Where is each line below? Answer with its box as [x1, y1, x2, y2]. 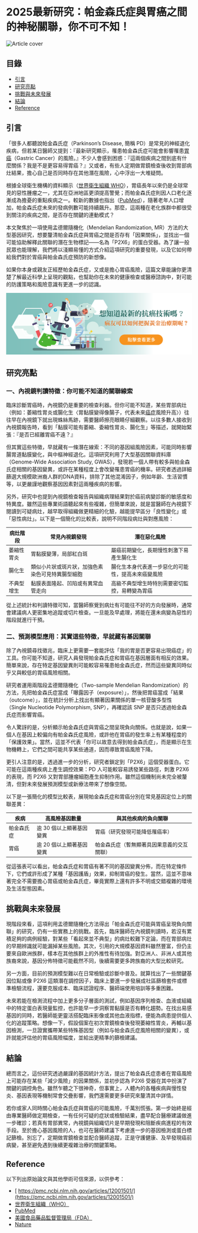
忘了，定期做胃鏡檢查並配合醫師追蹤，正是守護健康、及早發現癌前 [31, 1134, 192, 1141]
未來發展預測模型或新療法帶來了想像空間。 [26, 781, 130, 788]
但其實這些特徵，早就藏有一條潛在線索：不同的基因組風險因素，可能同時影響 [6, 443, 192, 451]
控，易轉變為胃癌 [111, 587, 153, 594]
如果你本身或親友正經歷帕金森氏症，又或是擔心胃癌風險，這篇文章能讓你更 [6, 266, 187, 273]
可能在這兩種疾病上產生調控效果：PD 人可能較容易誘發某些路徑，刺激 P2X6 [6, 766, 190, 773]
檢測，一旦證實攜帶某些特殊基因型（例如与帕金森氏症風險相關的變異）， [11, 1027, 184, 1034]
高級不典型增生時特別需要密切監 [111, 580, 189, 587]
